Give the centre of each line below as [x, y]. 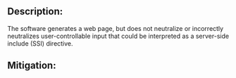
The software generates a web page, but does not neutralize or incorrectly [116, 28]
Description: [35, 12]
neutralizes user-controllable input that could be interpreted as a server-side [118, 36]
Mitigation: [32, 66]
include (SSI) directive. [40, 43]
